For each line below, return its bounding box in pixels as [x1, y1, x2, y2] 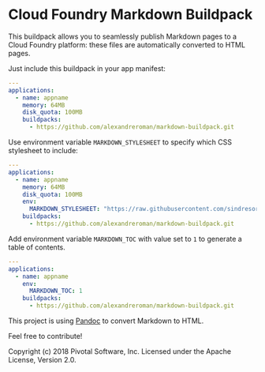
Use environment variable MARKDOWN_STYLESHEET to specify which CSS [8, 137, 233, 147]
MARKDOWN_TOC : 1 [28, 287, 83, 295]
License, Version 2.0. [8, 355, 77, 365]
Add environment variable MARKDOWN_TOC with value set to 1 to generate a [8, 234, 242, 243]
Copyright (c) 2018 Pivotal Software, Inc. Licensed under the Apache [8, 347, 231, 356]
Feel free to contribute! [8, 332, 83, 341]
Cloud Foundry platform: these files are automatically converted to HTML [8, 39, 246, 49]
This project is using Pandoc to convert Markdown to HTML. [8, 316, 204, 325]
